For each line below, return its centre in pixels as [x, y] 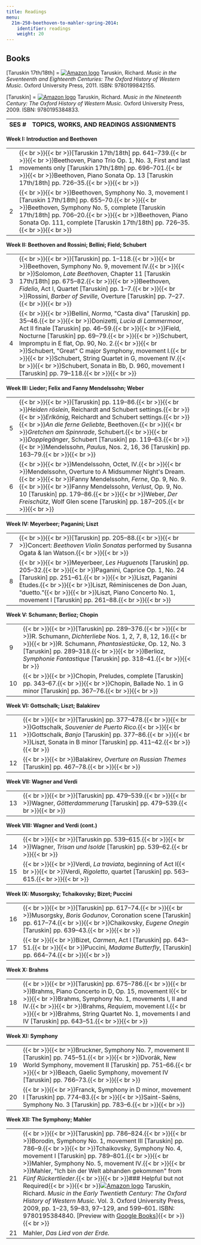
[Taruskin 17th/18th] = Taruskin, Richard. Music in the [92, 72]
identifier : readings [44, 28]
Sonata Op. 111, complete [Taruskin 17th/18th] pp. [92, 222]
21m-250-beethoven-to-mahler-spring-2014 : [65, 23]
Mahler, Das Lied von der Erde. [66, 1232]
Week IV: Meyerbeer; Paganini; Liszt [52, 524]
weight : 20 [31, 34]
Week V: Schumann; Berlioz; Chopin [52, 615]
